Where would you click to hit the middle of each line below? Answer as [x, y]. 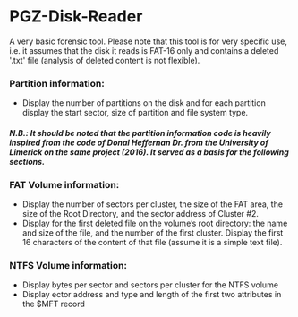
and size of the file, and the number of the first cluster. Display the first [153, 233]
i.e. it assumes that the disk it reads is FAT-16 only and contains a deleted [144, 50]
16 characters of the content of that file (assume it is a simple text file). [152, 243]
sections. [27, 161]
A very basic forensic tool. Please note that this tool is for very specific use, [149, 41]
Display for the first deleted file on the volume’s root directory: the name [155, 223]
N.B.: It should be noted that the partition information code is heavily [140, 133]
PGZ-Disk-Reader [76, 17]
